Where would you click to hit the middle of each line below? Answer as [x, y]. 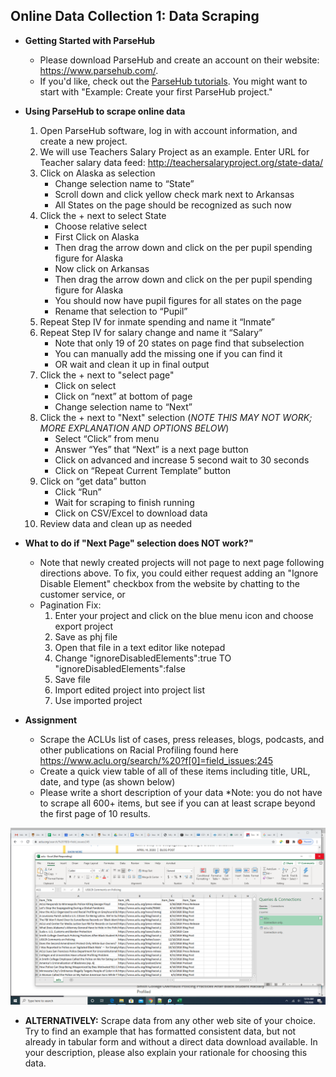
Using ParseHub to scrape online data [105, 111]
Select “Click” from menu [107, 438]
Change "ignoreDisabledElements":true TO [143, 658]
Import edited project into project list [129, 690]
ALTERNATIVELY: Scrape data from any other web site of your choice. [170, 1021]
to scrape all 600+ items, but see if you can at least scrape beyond [177, 803]
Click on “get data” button [93, 481]
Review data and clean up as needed [116, 523]
